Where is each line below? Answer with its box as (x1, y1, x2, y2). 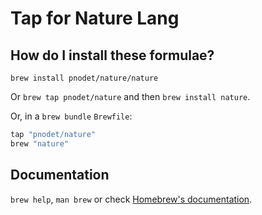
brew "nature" (10, 138, 70, 149)
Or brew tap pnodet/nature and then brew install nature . (10, 91, 251, 102)
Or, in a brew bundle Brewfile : (10, 110, 133, 122)
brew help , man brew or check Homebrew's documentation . (10, 193, 253, 205)
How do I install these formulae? (10, 47, 215, 64)
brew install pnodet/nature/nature (10, 73, 159, 83)
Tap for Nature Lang (10, 7, 180, 30)
